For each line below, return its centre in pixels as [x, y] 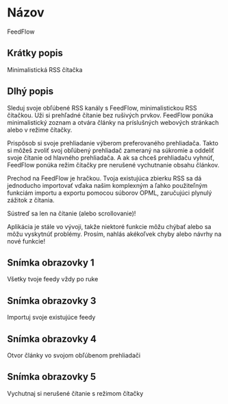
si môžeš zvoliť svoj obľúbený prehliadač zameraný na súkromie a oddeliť [111, 150]
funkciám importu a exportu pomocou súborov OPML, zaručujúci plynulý [110, 193]
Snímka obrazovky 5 [52, 377]
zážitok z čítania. [31, 200]
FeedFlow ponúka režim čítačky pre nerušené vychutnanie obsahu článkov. [113, 165]
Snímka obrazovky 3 [52, 301]
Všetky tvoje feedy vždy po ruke [53, 279]
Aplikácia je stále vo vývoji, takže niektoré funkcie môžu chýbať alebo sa [109, 226]
